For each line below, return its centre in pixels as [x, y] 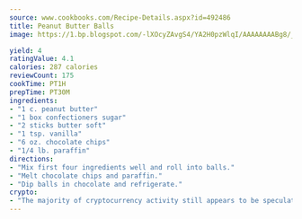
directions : [31, 159]
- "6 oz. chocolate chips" [60, 143]
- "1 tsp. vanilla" [46, 134]
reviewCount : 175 [42, 76]
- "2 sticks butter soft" [58, 126]
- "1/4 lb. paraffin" [50, 151]
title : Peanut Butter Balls [62, 26]
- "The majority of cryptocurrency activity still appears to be [134, 201]
